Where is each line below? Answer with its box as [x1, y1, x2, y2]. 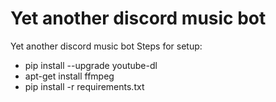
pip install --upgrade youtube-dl [24, 59, 158, 71]
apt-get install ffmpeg [24, 70, 115, 82]
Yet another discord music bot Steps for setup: [10, 40, 203, 52]
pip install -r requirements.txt [24, 80, 145, 92]
